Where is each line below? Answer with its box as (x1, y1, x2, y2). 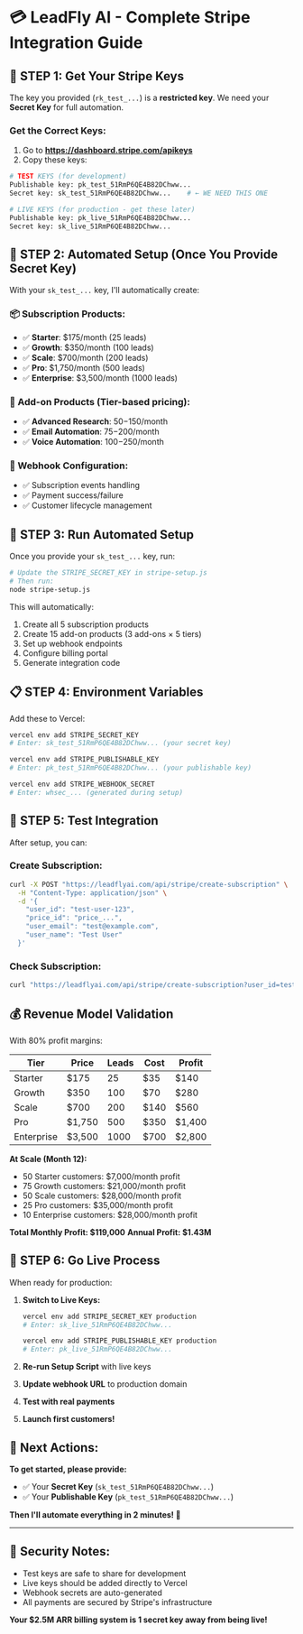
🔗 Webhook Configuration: (9, 459, 129, 472)
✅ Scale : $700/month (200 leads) (22, 352, 149, 363)
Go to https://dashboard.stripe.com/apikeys (22, 145, 193, 156)
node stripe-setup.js (9, 585, 91, 594)
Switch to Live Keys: (22, 1294, 101, 1305)
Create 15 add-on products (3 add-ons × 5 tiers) (22, 628, 202, 639)
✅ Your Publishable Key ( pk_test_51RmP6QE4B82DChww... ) (22, 1491, 234, 1502)
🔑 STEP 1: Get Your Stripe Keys (9, 69, 185, 84)
